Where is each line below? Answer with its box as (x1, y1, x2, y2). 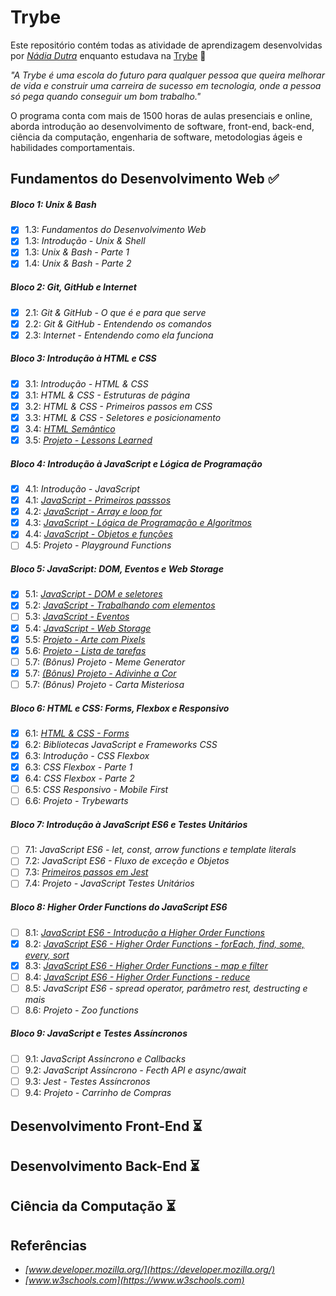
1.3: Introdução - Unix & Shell (24, 235, 146, 247)
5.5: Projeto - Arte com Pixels (24, 633, 146, 645)
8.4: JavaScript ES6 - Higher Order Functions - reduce (24, 971, 251, 983)
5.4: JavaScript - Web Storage (24, 622, 152, 634)
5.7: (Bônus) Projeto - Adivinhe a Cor (24, 667, 177, 679)
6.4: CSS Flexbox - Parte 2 (24, 772, 135, 785)
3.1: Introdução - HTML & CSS (24, 377, 149, 390)
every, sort (24, 949, 70, 961)
